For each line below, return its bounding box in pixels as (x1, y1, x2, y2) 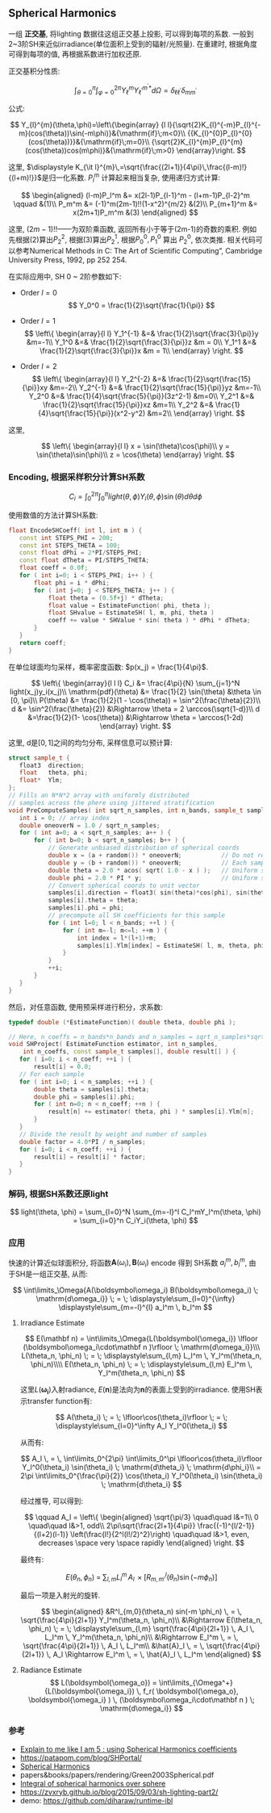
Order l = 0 (19, 288, 58, 298)
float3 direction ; (19, 761, 85, 769)
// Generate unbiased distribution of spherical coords (48, 844, 240, 852)
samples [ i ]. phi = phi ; (48, 904, 125, 912)
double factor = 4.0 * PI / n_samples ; (19, 1137, 147, 1145)
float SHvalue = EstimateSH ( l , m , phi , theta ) (48, 609, 215, 617)
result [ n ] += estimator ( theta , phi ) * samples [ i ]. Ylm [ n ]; (48, 1107, 255, 1116)
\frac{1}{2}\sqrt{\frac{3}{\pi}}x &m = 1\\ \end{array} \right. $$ (40, 346, 244, 356)
